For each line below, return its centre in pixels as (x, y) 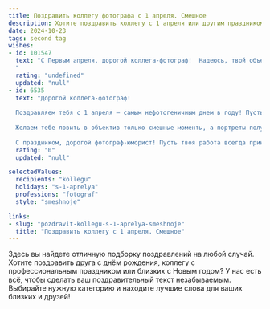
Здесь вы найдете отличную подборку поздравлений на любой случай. (131, 254)
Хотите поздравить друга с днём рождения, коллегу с (102, 262)
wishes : (21, 46)
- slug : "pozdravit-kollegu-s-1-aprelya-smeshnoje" (96, 224)
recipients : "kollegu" (53, 180)
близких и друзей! (39, 297)
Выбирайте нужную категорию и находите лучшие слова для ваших (125, 288)
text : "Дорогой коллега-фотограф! (73, 98)
